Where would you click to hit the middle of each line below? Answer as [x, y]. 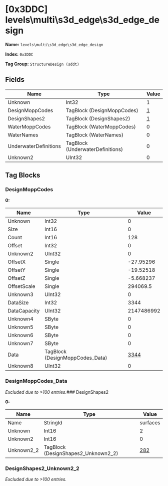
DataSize [18, 303]
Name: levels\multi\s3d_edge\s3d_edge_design [54, 44]
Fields [15, 79]
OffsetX [17, 262]
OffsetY [17, 270]
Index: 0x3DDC [19, 54]
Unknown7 [20, 344]
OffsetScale [21, 286]
